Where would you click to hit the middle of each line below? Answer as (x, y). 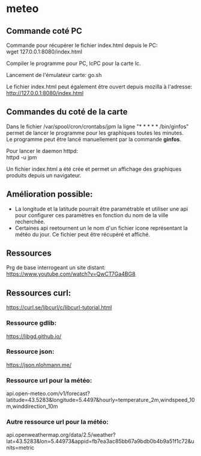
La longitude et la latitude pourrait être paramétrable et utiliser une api (101, 209)
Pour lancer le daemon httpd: (42, 151)
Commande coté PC (44, 31)
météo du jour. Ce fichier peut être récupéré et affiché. (82, 234)
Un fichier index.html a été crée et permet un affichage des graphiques (94, 169)
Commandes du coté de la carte (67, 112)
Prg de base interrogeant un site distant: (56, 268)
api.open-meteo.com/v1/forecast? (48, 393)
